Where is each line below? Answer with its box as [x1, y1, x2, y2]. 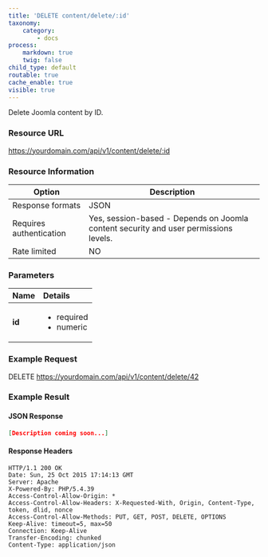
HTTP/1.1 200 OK [8, 464, 62, 472]
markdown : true [22, 49, 73, 57]
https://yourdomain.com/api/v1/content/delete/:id [8, 145, 170, 156]
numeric [56, 322, 88, 333]
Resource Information [8, 165, 94, 176]
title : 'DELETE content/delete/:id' [8, 11, 130, 20]
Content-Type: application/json [8, 540, 116, 549]
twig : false [22, 57, 62, 65]
